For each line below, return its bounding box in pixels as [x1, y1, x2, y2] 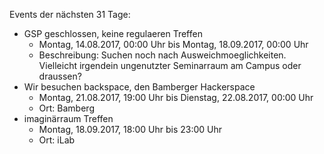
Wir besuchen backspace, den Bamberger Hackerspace [23, 81, 256, 93]
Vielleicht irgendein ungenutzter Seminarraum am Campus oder [38, 60, 302, 71]
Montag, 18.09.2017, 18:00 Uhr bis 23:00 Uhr [38, 124, 223, 135]
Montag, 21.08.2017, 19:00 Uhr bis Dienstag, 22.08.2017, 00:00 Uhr [38, 92, 314, 103]
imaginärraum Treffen [23, 113, 114, 124]
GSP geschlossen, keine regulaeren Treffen [23, 28, 203, 39]
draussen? [38, 70, 82, 82]
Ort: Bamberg [38, 102, 95, 114]
